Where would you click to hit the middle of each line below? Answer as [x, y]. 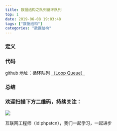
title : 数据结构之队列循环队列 [33, 10]
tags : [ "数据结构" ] [24, 24]
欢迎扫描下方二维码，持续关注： [44, 102]
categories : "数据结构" [28, 28]
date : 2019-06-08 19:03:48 [33, 19]
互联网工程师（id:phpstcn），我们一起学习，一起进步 [58, 123]
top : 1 [12, 14]
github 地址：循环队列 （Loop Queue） [45, 73]
